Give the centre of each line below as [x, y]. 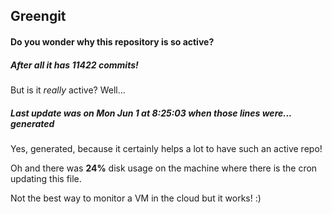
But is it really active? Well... [68, 90]
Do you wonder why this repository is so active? [112, 41]
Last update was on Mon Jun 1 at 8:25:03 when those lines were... [151, 113]
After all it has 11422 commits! [74, 65]
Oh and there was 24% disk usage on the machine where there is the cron [164, 168]
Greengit [38, 16]
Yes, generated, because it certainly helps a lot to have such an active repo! [166, 148]
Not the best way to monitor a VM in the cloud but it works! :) [136, 198]
